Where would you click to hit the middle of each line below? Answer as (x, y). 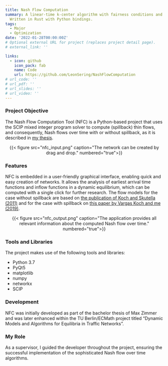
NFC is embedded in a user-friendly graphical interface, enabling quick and (83, 177)
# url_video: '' (22, 93)
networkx (22, 284)
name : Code (26, 70)
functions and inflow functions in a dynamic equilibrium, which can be (77, 187)
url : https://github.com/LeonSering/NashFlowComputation (75, 75)
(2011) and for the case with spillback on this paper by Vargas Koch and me (83, 203)
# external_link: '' (27, 47)
